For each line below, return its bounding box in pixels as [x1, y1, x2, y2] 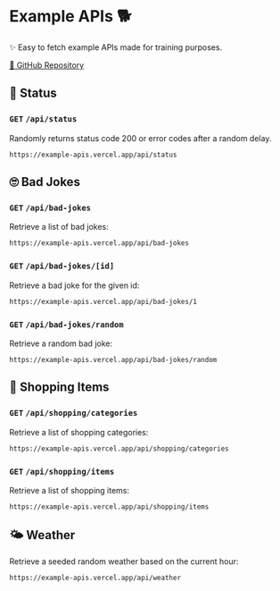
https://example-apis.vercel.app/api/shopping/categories [9, 443, 229, 453]
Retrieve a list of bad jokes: [9, 222, 109, 232]
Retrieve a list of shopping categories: [9, 426, 149, 437]
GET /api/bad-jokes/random [9, 319, 124, 330]
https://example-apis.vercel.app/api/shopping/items [9, 502, 210, 511]
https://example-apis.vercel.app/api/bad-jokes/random [9, 355, 218, 364]
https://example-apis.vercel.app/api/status [9, 150, 177, 159]
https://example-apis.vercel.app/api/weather [9, 573, 181, 582]
